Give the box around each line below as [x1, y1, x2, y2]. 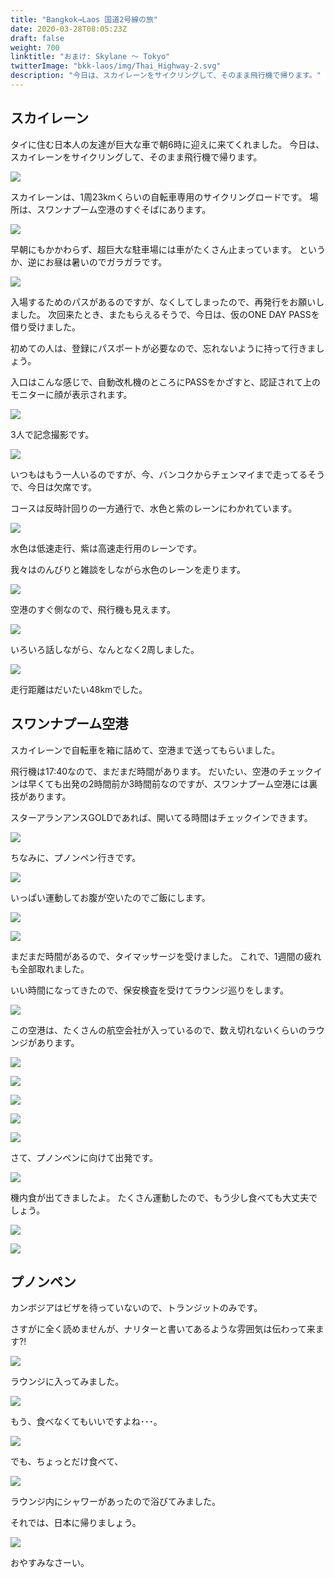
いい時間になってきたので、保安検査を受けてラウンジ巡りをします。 [10, 984, 289, 996]
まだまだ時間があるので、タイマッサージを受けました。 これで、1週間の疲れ [10, 950, 322, 962]
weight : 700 [10, 42, 60, 53]
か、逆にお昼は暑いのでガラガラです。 [10, 256, 168, 268]
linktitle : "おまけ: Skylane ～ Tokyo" [10, 52, 171, 62]
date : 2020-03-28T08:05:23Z [10, 24, 128, 34]
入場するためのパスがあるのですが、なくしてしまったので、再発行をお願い [10, 296, 317, 308]
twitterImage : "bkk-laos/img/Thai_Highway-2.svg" [10, 61, 222, 71]
